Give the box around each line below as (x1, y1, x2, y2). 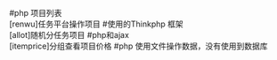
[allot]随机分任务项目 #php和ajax (9, 30, 129, 40)
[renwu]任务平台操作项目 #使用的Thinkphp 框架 (9, 19, 184, 29)
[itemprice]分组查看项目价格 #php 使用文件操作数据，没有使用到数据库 (9, 41, 269, 51)
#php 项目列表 (9, 8, 62, 18)
